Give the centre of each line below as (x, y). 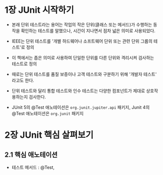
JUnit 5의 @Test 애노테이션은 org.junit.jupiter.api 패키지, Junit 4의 (81, 107)
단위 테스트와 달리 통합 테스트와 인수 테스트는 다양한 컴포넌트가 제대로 (78, 91)
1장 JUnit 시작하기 (39, 10)
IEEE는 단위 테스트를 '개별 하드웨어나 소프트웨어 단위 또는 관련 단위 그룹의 (82, 41)
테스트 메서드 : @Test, (33, 167)
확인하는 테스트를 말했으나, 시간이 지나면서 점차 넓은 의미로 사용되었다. (88, 30)
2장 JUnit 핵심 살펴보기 (49, 135)
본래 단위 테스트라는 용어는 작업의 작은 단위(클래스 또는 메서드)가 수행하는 (82, 25)
